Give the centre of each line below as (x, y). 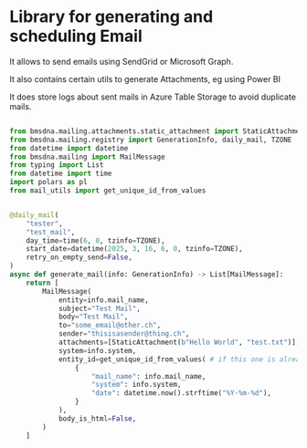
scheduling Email (76, 36)
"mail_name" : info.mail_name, (148, 376)
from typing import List (57, 165)
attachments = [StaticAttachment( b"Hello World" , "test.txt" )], (179, 343)
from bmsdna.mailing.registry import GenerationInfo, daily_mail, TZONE (151, 140)
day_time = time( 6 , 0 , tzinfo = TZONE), (96, 240)
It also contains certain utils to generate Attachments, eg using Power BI (145, 78)
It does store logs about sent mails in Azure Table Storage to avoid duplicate (153, 97)
